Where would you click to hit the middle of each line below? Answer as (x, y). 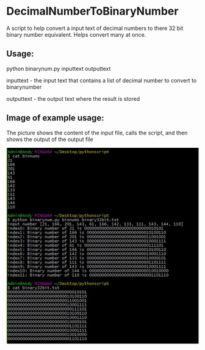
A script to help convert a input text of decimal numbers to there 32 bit (95, 28)
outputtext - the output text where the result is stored (73, 98)
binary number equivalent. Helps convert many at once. (76, 34)
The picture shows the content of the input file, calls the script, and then (97, 133)
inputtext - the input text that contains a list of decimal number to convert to (102, 80)
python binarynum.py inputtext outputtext (59, 68)
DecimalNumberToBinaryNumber (92, 11)
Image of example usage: (56, 118)
